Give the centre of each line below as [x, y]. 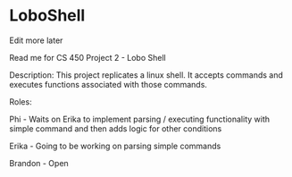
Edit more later [36, 40]
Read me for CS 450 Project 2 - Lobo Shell [88, 57]
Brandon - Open [39, 163]
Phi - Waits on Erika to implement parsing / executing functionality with [140, 119]
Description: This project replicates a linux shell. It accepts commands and [146, 75]
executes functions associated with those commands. [108, 84]
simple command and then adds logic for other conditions [116, 128]
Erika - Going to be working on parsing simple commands [115, 146]
